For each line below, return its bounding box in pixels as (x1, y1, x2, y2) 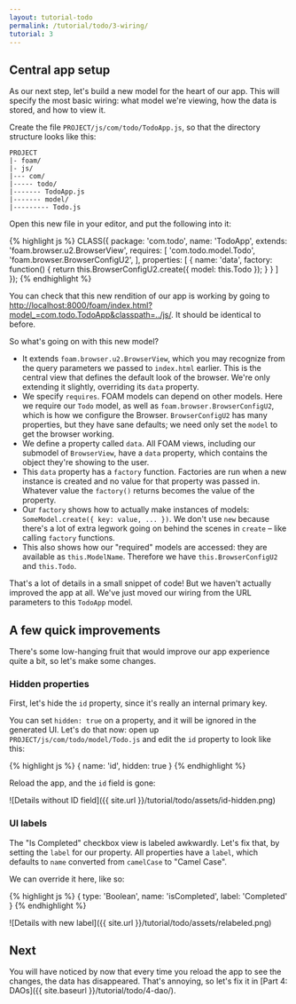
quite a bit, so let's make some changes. (9, 656, 157, 666)
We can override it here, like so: (9, 874, 125, 884)
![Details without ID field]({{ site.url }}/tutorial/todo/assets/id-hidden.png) (9, 795, 277, 806)
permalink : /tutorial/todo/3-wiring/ (9, 21, 149, 30)
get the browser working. (21, 429, 115, 439)
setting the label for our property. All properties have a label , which (9, 847, 259, 858)
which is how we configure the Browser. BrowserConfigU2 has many (21, 410, 268, 421)
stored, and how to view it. (9, 105, 106, 115)
